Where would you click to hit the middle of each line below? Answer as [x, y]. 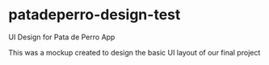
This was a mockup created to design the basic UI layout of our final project [134, 52]
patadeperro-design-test [95, 15]
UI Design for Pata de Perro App [62, 37]
